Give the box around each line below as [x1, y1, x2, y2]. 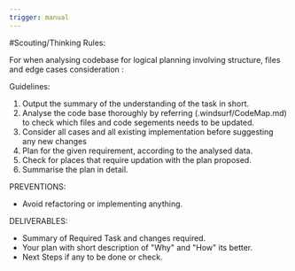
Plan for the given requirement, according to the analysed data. [21, 145, 253, 156]
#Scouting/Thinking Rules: [9, 37, 106, 48]
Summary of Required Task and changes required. [21, 232, 206, 244]
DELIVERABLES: [9, 215, 68, 226]
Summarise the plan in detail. [21, 164, 128, 174]
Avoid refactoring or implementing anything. [21, 198, 183, 209]
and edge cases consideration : [9, 64, 124, 74]
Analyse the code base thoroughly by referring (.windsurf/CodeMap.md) [21, 107, 288, 118]
